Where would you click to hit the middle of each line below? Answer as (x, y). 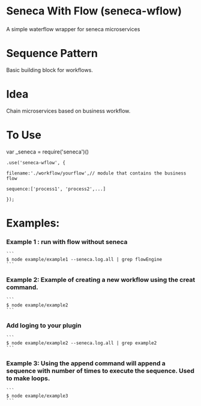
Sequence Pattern (52, 54)
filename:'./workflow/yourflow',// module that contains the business (96, 173)
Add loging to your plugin (44, 325)
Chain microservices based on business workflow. (68, 111)
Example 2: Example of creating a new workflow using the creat (101, 280)
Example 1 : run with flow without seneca (67, 242)
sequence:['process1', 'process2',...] (56, 189)
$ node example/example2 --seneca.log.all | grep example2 (82, 343)
